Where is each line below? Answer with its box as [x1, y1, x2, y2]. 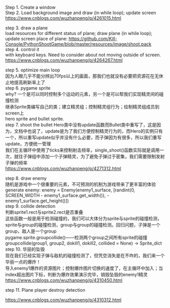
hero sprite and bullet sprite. [5, 116, 64, 122]
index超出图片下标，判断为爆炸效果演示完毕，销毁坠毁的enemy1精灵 [5, 272, 148, 278]
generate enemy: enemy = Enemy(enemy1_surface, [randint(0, [5, 187, 136, 193]
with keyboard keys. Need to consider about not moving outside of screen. [5, 52, 161, 58]
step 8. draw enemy [5, 175, 47, 181]
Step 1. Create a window [5, 5, 56, 10]
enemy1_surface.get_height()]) [5, 198, 69, 204]
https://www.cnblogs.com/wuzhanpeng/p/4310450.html [5, 277, 122, 283]
